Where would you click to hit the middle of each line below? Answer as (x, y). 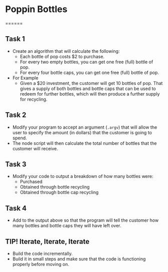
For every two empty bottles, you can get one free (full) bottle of (87, 62)
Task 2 (16, 115)
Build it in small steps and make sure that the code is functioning (79, 259)
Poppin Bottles (36, 9)
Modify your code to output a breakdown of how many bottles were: (83, 176)
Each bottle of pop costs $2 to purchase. (62, 56)
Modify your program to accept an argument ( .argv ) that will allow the (85, 127)
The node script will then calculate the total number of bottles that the (85, 143)
